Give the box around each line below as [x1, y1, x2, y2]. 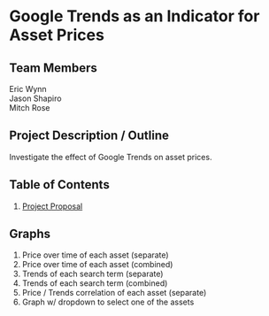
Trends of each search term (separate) [21, 268, 164, 280]
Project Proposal [21, 201, 83, 212]
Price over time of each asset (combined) [21, 259, 173, 270]
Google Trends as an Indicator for [9, 6, 260, 27]
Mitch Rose [9, 103, 50, 112]
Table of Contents [9, 177, 111, 192]
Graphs [9, 227, 51, 242]
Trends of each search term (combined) [21, 278, 168, 289]
